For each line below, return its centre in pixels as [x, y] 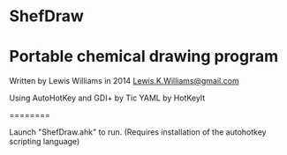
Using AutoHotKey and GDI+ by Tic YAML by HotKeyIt [107, 98]
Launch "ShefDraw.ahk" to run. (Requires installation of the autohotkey [138, 132]
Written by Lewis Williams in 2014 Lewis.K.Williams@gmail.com [125, 81]
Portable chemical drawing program [144, 57]
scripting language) [45, 142]
